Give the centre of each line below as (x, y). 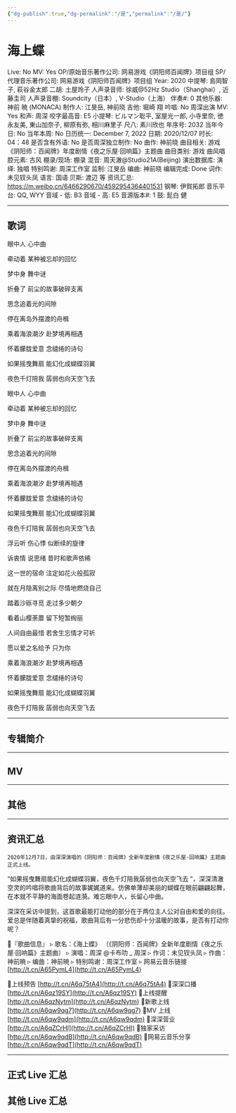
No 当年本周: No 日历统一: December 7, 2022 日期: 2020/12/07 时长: (115, 133)
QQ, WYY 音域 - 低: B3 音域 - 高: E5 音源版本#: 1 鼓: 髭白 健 (102, 195)
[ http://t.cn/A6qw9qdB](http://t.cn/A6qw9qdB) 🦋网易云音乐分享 (99, 1036)
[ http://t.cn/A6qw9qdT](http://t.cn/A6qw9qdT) (75, 1044)
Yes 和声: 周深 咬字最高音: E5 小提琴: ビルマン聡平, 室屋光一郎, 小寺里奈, (112, 115)
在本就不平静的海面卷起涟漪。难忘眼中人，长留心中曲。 (87, 896)
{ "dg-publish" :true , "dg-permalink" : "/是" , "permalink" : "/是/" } (99, 14)
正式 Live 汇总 (38, 1075)
